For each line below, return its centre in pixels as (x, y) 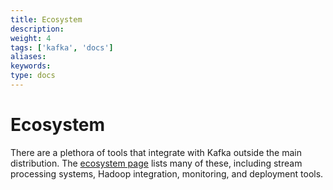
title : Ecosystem (46, 19)
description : (37, 29)
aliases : (28, 57)
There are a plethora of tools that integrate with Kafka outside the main (156, 152)
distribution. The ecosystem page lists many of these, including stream (156, 163)
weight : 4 (31, 38)
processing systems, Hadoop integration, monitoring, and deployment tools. (167, 173)
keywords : (31, 66)
